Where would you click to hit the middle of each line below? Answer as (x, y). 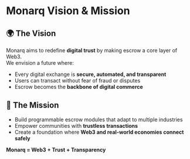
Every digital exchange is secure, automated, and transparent (90, 74)
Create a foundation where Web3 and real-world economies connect (99, 132)
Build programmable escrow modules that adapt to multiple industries (99, 120)
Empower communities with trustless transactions (76, 125)
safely (22, 138)
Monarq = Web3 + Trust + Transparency (56, 150)
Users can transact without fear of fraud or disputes (77, 80)
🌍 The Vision (31, 33)
